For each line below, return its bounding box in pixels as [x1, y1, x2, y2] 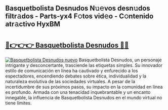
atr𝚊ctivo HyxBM [5, 20, 61, 28]
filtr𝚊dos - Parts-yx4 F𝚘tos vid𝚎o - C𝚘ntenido [5, 12, 154, 21]
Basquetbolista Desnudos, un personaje [78, 57, 162, 63]
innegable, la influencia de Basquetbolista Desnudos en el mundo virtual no [5, 95, 162, 100]
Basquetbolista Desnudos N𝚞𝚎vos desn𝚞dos [5, 4, 150, 13]
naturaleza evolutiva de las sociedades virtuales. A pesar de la [5, 79, 136, 84]
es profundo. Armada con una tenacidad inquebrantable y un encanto [5, 89, 151, 95]
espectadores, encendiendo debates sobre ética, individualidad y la [5, 73, 147, 79]
